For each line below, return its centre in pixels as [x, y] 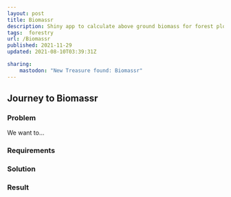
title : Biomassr [30, 20]
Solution [22, 169]
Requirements [31, 150]
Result [18, 187]
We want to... [26, 133]
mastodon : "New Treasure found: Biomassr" [81, 70]
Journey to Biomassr [53, 98]
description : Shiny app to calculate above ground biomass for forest [110, 26]
